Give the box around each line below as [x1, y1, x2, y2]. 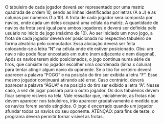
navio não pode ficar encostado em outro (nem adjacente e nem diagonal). [5, 51, 156, 57]
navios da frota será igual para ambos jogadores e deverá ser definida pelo [5, 25, 157, 31]
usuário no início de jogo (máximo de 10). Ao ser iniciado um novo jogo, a [5, 30, 153, 36]
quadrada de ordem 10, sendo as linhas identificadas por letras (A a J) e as [5, 9, 156, 15]
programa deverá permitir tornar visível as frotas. [5, 114, 104, 119]
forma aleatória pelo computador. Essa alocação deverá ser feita [5, 41, 136, 46]
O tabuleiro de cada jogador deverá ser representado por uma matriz [5, 4, 144, 10]
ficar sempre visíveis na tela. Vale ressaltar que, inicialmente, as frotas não [5, 93, 156, 99]
